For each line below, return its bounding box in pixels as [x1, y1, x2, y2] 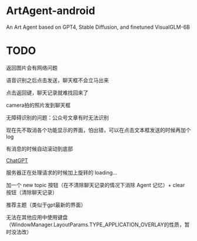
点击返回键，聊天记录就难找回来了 [6, 89, 89, 96]
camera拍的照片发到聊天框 [6, 101, 71, 108]
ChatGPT [6, 157, 28, 164]
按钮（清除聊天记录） [6, 189, 57, 196]
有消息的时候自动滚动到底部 [6, 145, 73, 152]
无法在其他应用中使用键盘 [6, 213, 68, 220]
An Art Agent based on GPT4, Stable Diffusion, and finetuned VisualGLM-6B [6, 23, 191, 30]
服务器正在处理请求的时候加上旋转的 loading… [6, 169, 117, 176]
